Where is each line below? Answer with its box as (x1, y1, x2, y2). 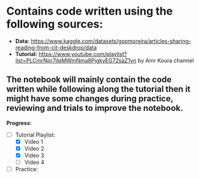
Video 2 (24, 144, 45, 152)
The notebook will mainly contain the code (6, 74, 172, 85)
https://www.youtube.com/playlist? (39, 50, 127, 57)
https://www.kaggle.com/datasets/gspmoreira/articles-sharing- (30, 37, 192, 44)
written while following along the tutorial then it (6, 84, 191, 94)
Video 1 (24, 138, 43, 145)
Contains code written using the (6, 4, 173, 18)
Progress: (6, 119, 32, 126)
